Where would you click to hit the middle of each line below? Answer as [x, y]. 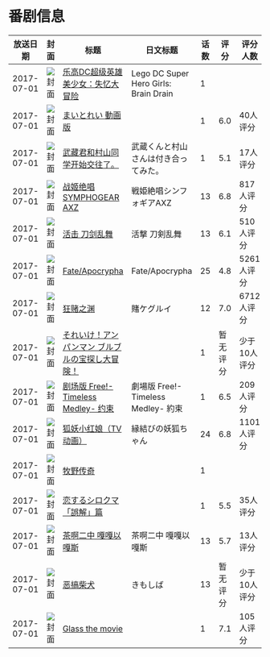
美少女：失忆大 [90, 84]
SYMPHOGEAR [91, 197]
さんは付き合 [155, 158]
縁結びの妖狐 [155, 428]
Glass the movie [92, 628]
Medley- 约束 [88, 408]
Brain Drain [152, 94]
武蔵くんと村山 [160, 146]
